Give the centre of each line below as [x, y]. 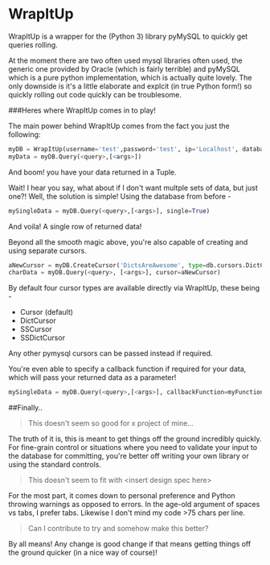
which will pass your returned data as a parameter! [92, 377]
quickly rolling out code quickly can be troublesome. [95, 94]
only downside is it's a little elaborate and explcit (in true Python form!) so [130, 86]
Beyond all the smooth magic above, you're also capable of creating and [128, 241]
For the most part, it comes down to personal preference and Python [122, 496]
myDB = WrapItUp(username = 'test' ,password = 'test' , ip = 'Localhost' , [124, 149]
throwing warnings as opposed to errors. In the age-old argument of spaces [134, 505]
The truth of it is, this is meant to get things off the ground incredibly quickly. [135, 439]
